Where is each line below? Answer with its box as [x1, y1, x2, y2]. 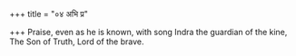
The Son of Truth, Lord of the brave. [9, 36, 144, 47]
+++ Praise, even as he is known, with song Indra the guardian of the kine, [9, 27, 288, 37]
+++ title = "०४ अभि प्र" [9, 9, 88, 19]
